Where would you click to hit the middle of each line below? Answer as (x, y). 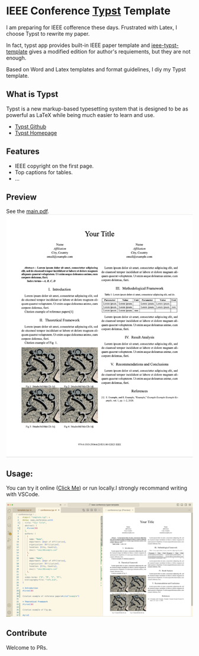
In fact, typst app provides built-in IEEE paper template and (78, 45)
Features (23, 152)
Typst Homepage (36, 133)
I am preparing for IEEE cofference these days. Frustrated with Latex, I (92, 27)
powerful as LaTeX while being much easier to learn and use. (81, 115)
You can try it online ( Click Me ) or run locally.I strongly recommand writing (97, 488)
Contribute (27, 633)
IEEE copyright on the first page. (54, 166)
